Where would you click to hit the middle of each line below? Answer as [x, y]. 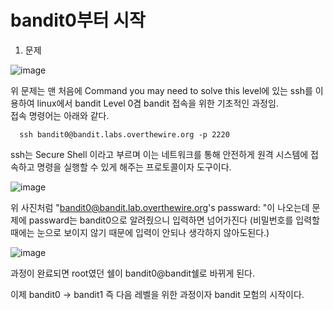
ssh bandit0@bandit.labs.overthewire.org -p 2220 [124, 134]
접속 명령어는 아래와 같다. [60, 115]
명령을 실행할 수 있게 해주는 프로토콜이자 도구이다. [134, 167]
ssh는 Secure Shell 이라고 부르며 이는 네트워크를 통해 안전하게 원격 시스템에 [159, 154]
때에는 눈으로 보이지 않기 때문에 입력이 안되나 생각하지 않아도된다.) [140, 232]
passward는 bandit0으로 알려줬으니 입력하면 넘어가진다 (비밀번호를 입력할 [174, 220]
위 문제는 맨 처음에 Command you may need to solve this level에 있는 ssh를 [161, 90]
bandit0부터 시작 [78, 20]
